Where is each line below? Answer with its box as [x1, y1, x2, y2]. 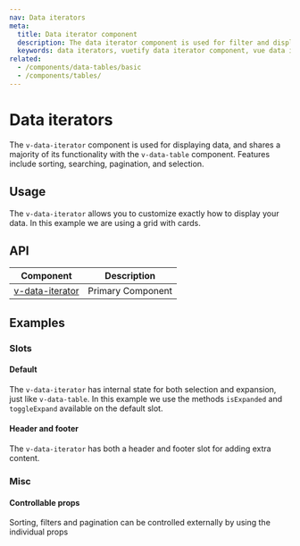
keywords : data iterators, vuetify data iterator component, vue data [17, 46, 286, 55]
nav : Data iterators [9, 13, 87, 22]
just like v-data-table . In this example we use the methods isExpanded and [9, 393, 283, 404]
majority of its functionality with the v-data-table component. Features [9, 148, 271, 159]
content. [9, 453, 40, 464]
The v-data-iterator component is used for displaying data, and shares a [9, 139, 281, 150]
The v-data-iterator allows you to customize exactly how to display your [9, 207, 279, 219]
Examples [9, 315, 65, 331]
